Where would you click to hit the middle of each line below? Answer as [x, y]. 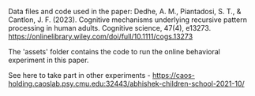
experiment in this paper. [49, 60]
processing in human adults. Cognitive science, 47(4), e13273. [110, 28]
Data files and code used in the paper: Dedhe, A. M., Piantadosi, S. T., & [125, 11]
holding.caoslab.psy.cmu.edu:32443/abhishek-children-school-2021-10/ [126, 83]
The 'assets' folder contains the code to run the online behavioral [114, 52]
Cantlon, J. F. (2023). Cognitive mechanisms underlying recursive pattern [127, 20]
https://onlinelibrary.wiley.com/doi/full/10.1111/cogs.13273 [101, 36]
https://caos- [174, 75]
